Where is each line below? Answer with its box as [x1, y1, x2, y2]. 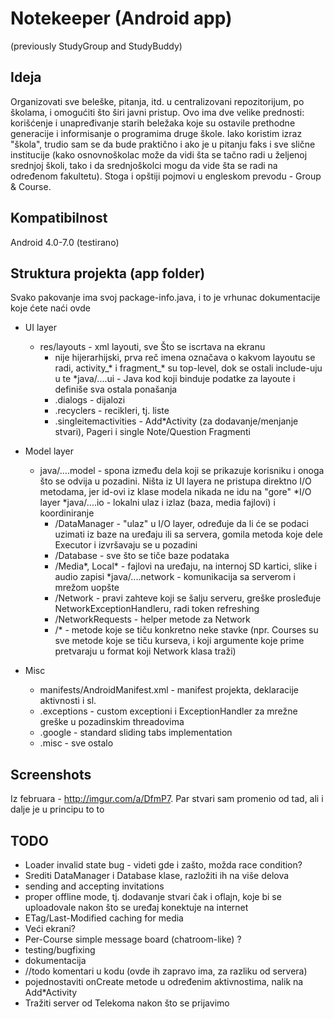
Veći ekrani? [24, 923, 77, 934]
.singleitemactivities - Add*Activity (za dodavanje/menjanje [54, 415, 299, 427]
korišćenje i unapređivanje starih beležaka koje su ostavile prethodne [10, 117, 296, 129]
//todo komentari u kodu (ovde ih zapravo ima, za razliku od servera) [24, 965, 308, 977]
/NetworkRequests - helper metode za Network [54, 613, 251, 626]
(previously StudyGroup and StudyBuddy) [10, 40, 183, 52]
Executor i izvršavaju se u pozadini [54, 539, 198, 551]
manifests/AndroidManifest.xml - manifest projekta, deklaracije [39, 684, 299, 696]
